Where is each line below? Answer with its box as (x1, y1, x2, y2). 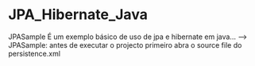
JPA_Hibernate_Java (8, 6, 149, 24)
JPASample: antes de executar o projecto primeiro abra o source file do (8, 40, 242, 49)
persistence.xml (8, 49, 61, 58)
